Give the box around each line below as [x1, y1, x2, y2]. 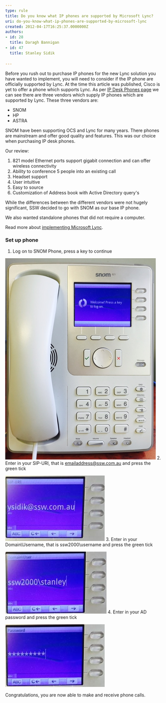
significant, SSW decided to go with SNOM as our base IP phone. [5, 204, 140, 211]
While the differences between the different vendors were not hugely [5, 199, 148, 205]
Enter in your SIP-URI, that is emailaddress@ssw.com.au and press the [5, 460, 151, 466]
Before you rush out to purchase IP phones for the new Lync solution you [5, 70, 156, 76]
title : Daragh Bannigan [10, 40, 59, 45]
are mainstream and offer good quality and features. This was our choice [5, 132, 156, 138]
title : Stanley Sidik [10, 50, 55, 55]
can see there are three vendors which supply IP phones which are [5, 92, 144, 98]
